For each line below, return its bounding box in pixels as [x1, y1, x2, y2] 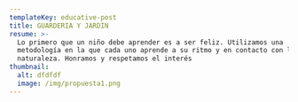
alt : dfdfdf [17, 71, 62, 80]
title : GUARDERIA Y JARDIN [9, 21, 109, 30]
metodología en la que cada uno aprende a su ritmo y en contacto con [17, 46, 284, 55]
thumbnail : [9, 63, 50, 72]
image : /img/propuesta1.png [17, 79, 122, 88]
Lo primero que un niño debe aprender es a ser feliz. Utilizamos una [17, 37, 284, 47]
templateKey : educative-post [9, 12, 117, 22]
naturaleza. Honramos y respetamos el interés [17, 54, 192, 63]
